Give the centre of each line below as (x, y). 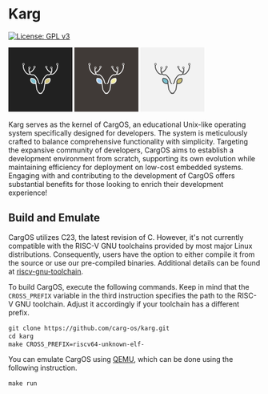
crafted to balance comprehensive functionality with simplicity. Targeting (128, 141)
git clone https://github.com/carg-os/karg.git (89, 328)
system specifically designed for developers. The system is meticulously (128, 132)
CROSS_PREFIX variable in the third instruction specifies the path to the (122, 295)
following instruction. (43, 368)
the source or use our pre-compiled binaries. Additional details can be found (134, 262)
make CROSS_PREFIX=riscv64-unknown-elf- (77, 344)
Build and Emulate (54, 218)
